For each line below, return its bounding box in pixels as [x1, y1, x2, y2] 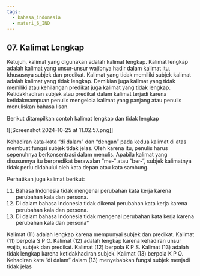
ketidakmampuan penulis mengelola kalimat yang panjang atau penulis [7, 97, 182, 104]
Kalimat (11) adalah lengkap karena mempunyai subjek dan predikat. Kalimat [7, 231, 195, 238]
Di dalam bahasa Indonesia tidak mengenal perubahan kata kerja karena [15, 213, 195, 220]
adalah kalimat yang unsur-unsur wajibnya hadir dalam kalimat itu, [7, 64, 171, 72]
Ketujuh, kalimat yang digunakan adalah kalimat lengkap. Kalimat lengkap [7, 58, 189, 66]
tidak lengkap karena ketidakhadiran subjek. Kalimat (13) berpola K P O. [7, 250, 184, 257]
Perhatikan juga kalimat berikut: [7, 175, 85, 183]
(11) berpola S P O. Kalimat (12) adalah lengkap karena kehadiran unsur [7, 237, 182, 245]
